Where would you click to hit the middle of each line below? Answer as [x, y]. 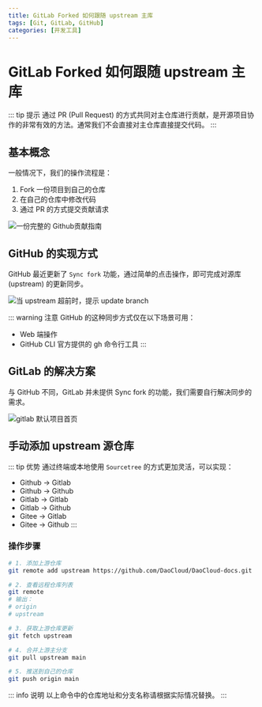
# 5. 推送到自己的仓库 [41, 672]
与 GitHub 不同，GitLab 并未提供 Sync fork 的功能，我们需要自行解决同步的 [130, 391]
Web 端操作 [38, 334]
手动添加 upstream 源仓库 [71, 446]
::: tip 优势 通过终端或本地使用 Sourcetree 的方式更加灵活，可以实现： [121, 467]
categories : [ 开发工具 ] [45, 30]
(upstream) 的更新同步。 [48, 284]
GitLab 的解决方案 [52, 371]
